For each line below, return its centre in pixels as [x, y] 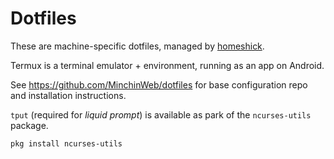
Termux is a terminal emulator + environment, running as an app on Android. [167, 65]
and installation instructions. [68, 95]
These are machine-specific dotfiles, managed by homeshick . [137, 46]
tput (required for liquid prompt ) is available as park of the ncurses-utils [161, 114]
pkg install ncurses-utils [66, 143]
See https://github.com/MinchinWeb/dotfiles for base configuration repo [159, 84]
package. [29, 125]
